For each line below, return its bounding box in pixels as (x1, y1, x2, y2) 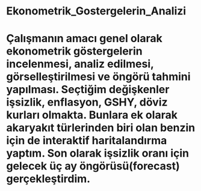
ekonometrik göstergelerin (6, 44, 143, 58)
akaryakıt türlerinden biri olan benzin (6, 121, 196, 135)
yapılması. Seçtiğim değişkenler (6, 83, 170, 97)
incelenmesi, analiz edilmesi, (6, 57, 154, 71)
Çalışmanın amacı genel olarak (6, 32, 162, 46)
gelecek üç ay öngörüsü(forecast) (6, 159, 181, 173)
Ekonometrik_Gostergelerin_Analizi (6, 4, 187, 18)
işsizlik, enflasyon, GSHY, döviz (6, 95, 168, 109)
